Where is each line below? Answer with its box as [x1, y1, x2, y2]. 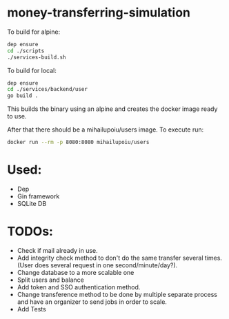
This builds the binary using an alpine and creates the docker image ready [7, 105, 218, 113]
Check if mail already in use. [17, 246, 98, 254]
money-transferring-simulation [7, 5, 191, 21]
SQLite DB [17, 200, 47, 207]
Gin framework [17, 192, 60, 200]
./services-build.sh [7, 54, 67, 61]
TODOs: [7, 224, 54, 239]
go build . [7, 92, 39, 99]
